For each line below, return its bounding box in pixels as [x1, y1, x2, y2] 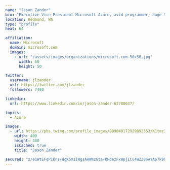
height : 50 [18, 64, 42, 69]
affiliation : [5, 36, 33, 41]
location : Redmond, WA [5, 17, 53, 22]
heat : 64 [5, 26, 24, 31]
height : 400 [14, 138, 39, 143]
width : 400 [14, 133, 37, 139]
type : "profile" [5, 21, 39, 27]
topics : [5, 110, 22, 115]
